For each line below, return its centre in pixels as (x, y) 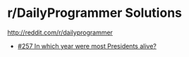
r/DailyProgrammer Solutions (94, 13)
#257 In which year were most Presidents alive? (87, 46)
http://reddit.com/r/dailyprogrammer (60, 32)
